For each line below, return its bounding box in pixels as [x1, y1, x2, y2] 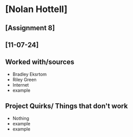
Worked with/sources [5, 58, 74, 66]
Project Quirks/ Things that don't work [5, 102, 128, 110]
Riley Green [12, 77, 37, 83]
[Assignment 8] [5, 24, 55, 32]
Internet [12, 82, 29, 88]
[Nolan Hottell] [5, 4, 68, 15]
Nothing [12, 115, 29, 121]
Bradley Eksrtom [12, 71, 47, 77]
